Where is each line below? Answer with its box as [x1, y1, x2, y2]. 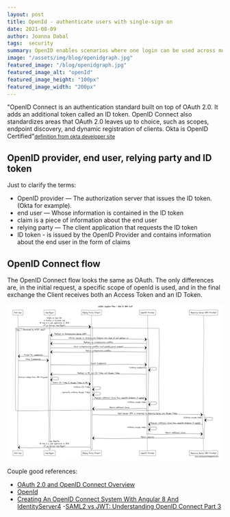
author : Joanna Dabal [7, 33, 69, 40]
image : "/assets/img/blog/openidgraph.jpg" [7, 55, 133, 62]
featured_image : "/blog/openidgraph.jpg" [7, 62, 127, 69]
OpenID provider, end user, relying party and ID [7, 152, 212, 164]
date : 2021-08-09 [7, 25, 57, 32]
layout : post [7, 11, 44, 18]
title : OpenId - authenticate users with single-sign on [7, 18, 173, 25]
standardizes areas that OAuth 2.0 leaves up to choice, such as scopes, [7, 117, 209, 126]
